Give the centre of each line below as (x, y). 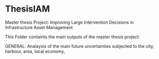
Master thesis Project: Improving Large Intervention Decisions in (70, 22)
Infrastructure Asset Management (39, 27)
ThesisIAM (28, 9)
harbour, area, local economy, (35, 51)
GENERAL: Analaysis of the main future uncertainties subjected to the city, (80, 46)
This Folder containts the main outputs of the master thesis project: (72, 37)
